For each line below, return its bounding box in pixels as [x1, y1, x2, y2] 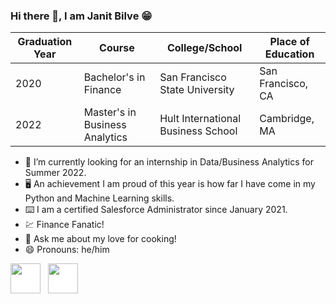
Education [264, 47, 315, 61]
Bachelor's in [83, 70, 146, 84]
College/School [166, 41, 243, 55]
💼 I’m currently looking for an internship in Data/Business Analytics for [24, 156, 314, 168]
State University [159, 83, 235, 97]
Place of [269, 35, 310, 49]
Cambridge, [259, 112, 315, 126]
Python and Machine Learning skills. [24, 192, 175, 204]
